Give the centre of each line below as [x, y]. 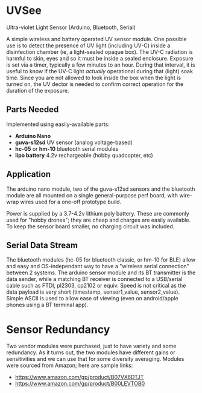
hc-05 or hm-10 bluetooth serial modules [67, 148]
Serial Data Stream [42, 245]
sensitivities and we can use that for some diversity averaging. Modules [95, 359]
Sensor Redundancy [58, 329]
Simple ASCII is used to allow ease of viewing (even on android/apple [93, 299]
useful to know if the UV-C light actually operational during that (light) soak [99, 71]
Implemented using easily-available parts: [58, 124]
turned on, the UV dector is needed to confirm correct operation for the [95, 84]
